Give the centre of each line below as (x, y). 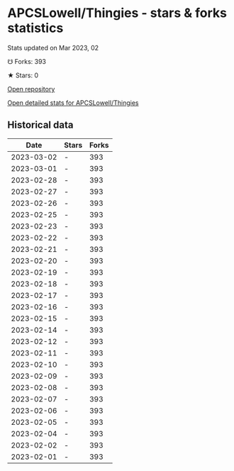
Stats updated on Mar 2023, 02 (53, 48)
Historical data (40, 125)
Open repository (31, 89)
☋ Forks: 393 (27, 61)
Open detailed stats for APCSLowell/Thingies (73, 102)
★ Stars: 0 (23, 75)
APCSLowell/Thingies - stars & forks (117, 13)
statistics (35, 28)
